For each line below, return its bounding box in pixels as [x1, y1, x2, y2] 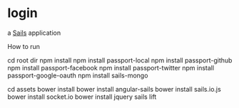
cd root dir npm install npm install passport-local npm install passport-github [7, 55, 233, 65]
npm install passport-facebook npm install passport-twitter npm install [7, 63, 215, 72]
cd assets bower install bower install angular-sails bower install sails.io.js [7, 85, 221, 93]
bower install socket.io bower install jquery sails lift [7, 92, 157, 101]
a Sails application [7, 28, 61, 37]
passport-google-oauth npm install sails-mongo [7, 71, 148, 80]
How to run [7, 42, 41, 50]
